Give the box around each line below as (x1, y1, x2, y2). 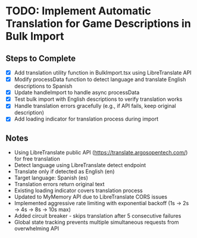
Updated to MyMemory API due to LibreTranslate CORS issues (14, 193, 168, 200)
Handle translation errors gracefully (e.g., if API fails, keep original (14, 103, 176, 110)
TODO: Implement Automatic (5, 4, 151, 18)
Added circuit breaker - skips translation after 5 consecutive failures (14, 212, 182, 220)
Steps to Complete (5, 53, 76, 63)
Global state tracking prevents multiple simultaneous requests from (14, 219, 179, 226)
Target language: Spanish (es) (14, 174, 89, 181)
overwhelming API (14, 225, 60, 232)
